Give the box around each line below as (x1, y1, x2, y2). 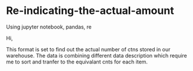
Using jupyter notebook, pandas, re (6, 23, 92, 30)
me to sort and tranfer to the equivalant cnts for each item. (6, 58, 148, 65)
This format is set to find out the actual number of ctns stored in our (6, 45, 171, 53)
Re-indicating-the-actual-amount (6, 4, 175, 17)
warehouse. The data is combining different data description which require (6, 52, 187, 59)
